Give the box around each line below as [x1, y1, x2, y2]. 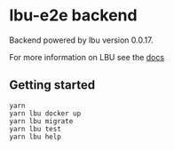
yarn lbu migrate [9, 116, 74, 125]
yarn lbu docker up [9, 108, 82, 118]
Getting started [9, 77, 96, 93]
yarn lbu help [9, 132, 62, 141]
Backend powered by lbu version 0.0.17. [9, 35, 154, 45]
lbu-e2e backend [9, 5, 138, 26]
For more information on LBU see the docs [9, 51, 165, 62]
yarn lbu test [9, 124, 62, 133]
